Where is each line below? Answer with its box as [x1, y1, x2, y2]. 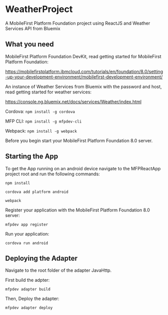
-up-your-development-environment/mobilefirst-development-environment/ [5, 74, 163, 80]
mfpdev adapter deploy [5, 305, 53, 310]
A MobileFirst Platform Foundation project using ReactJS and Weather [5, 20, 150, 26]
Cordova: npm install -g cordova [5, 108, 75, 114]
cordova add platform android [5, 189, 69, 194]
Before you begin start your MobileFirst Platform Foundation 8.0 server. [5, 137, 153, 144]
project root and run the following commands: [5, 171, 100, 177]
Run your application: [5, 231, 49, 237]
